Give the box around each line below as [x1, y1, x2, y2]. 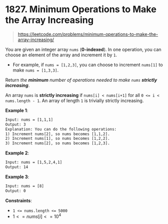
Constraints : [5, 197, 32, 204]
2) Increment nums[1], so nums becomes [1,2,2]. [5, 136, 110, 141]
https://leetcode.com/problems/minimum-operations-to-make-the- [17, 31, 158, 37]
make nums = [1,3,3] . [12, 67, 59, 73]
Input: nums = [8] [5, 183, 44, 188]
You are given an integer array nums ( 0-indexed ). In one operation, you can [5, 46, 161, 52]
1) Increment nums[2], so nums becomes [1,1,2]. [5, 131, 110, 137]
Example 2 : [5, 150, 29, 156]
